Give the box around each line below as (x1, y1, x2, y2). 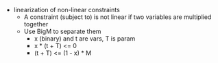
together (23, 20, 49, 28)
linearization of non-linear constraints (13, 6, 120, 14)
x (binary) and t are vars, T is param (34, 35, 136, 43)
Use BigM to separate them (23, 27, 101, 35)
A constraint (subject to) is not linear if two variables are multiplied (23, 13, 212, 21)
